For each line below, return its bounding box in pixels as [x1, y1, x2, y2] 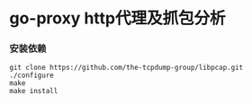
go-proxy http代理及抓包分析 [9, 8, 226, 29]
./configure [9, 71, 54, 81]
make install [9, 87, 58, 96]
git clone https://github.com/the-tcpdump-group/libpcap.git [9, 64, 244, 73]
